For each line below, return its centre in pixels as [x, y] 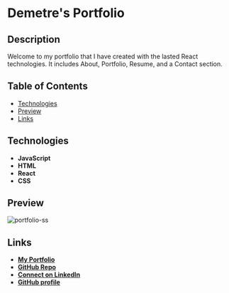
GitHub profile [39, 282]
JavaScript [34, 158]
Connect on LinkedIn [49, 275]
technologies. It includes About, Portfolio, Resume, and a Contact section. [115, 64]
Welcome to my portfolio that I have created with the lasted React [103, 56]
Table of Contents [48, 86]
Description [34, 39]
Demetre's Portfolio [66, 13]
